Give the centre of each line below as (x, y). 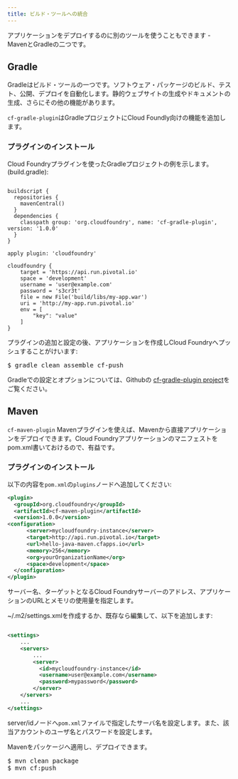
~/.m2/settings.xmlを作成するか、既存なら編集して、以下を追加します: (110, 616)
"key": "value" (55, 315)
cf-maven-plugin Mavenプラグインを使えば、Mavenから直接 (95, 429)
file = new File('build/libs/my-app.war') (84, 297)
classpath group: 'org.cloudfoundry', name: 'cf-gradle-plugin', (119, 222)
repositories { (36, 197)
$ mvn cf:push (32, 768)
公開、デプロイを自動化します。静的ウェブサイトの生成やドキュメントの (125, 94)
